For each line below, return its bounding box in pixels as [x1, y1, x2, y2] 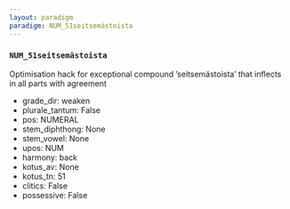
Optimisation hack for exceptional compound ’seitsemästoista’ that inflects [9, 68, 282, 79]
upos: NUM [21, 142, 65, 153]
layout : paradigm [9, 12, 74, 22]
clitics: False [21, 180, 68, 191]
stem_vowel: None [21, 133, 90, 143]
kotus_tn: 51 [21, 171, 67, 181]
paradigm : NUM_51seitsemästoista [9, 21, 133, 30]
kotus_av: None [21, 161, 80, 172]
